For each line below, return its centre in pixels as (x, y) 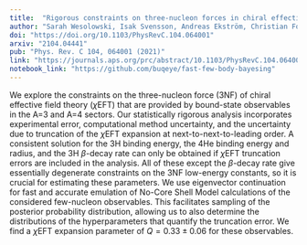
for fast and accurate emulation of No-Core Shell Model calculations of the (150, 192)
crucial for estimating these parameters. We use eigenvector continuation (148, 182)
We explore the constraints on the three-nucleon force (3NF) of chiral (140, 95)
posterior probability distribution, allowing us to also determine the (135, 211)
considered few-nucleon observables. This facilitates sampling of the (140, 201)
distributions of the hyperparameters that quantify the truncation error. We (149, 221)
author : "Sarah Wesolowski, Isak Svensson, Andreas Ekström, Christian (148, 27)
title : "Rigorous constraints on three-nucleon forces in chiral (138, 18)
